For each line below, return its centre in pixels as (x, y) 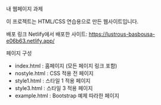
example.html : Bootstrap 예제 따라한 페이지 (67, 95)
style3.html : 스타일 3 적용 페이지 (54, 88)
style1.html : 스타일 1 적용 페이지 (52, 81)
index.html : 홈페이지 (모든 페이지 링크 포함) (66, 66)
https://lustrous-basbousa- (122, 34)
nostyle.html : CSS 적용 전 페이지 (54, 73)
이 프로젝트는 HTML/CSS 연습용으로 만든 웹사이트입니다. (72, 21)
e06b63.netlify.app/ (30, 41)
